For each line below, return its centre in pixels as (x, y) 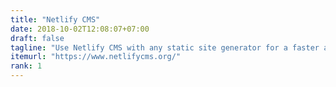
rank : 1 (26, 66)
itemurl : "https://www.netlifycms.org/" (96, 57)
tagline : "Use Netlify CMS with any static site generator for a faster (165, 47)
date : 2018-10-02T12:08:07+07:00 (80, 29)
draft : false (37, 38)
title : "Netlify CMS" (55, 19)
